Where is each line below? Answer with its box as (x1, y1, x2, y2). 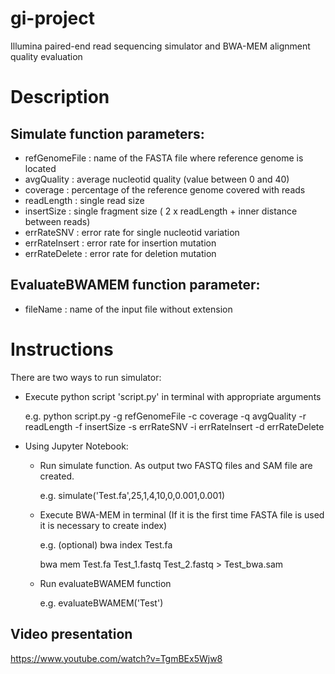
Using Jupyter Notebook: (24, 440, 129, 452)
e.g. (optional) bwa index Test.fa (39, 538, 173, 551)
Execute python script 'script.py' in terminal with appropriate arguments (24, 390, 322, 402)
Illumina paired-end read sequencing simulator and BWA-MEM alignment (10, 40, 311, 52)
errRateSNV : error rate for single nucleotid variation (24, 226, 240, 238)
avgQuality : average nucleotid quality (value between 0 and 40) (24, 173, 290, 185)
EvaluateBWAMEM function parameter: (10, 277, 261, 294)
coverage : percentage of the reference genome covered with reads (24, 183, 306, 196)
